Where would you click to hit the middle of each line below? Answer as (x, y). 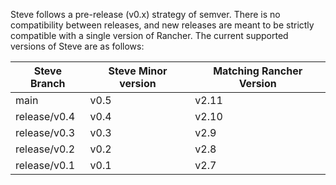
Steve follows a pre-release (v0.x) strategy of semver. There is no (145, 14)
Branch (48, 83)
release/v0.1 (45, 165)
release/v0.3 (45, 132)
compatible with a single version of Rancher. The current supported (149, 35)
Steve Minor (138, 71)
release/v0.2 (45, 149)
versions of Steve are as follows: (77, 46)
